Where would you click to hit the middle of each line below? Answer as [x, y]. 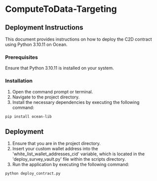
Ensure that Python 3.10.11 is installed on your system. [60, 68]
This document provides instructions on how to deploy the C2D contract [78, 39]
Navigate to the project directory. [46, 97]
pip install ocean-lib [28, 116]
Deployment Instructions [44, 27]
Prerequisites [21, 57]
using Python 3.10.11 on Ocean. [36, 45]
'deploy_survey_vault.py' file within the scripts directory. [69, 159]
